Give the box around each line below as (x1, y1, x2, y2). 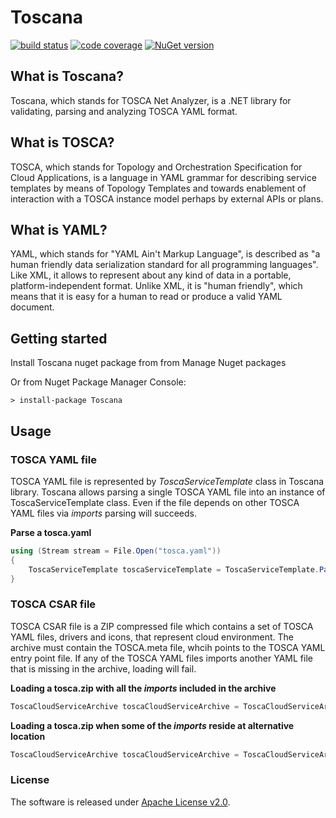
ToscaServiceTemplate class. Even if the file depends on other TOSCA (10, 496, 300, 508)
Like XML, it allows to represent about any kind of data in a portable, (10, 269, 292, 281)
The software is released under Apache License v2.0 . (10, 796, 231, 808)
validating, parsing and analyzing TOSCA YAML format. (10, 105, 238, 117)
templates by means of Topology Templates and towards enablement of (10, 182, 307, 194)
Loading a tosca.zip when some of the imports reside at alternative (10, 719, 295, 731)
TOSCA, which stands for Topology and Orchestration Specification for (10, 161, 303, 173)
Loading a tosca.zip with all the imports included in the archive (10, 682, 277, 694)
